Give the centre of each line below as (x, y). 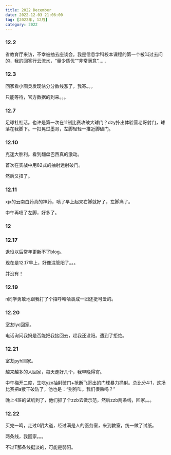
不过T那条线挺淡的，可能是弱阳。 (41, 447)
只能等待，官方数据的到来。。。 (37, 97)
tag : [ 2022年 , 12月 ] (26, 20)
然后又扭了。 (19, 176)
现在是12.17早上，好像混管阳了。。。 (42, 262)
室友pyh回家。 (21, 361)
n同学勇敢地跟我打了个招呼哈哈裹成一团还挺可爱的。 (61, 299)
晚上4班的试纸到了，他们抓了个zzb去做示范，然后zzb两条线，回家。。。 (80, 400)
